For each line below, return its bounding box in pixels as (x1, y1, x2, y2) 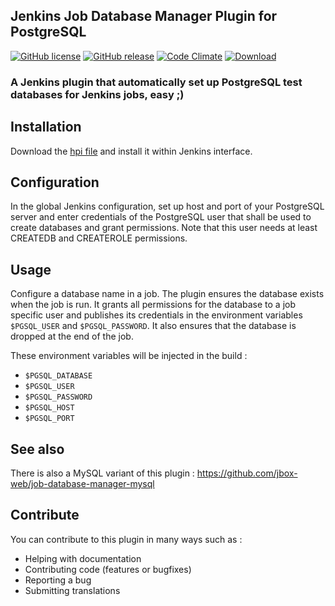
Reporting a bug (24, 574, 92, 586)
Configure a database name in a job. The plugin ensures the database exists (10, 288, 325, 300)
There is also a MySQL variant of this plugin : (10, 467, 195, 479)
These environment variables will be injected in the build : (10, 350, 248, 362)
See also (10, 440, 65, 458)
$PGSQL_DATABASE (24, 371, 93, 381)
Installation (10, 119, 82, 136)
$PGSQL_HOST (24, 403, 75, 413)
